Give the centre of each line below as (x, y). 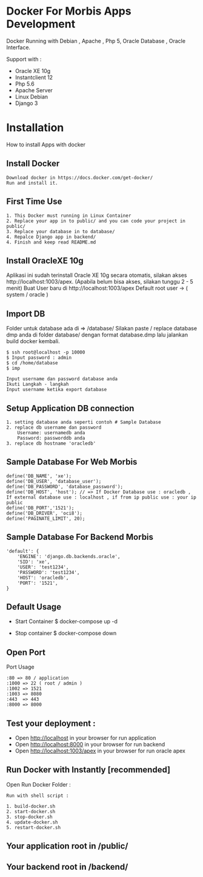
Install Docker (33, 164)
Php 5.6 (25, 84)
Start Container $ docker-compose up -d (66, 621)
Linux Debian (32, 97)
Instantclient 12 (34, 77)
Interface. (18, 47)
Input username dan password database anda (62, 379)
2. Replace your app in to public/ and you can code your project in (96, 221)
